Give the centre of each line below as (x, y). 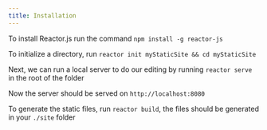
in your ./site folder (42, 117)
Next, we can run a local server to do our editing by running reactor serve (130, 69)
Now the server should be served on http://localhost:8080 (107, 93)
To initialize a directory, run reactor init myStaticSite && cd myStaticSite (132, 53)
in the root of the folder (46, 77)
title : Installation (43, 16)
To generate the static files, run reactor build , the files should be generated (134, 108)
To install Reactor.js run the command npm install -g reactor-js (116, 38)
